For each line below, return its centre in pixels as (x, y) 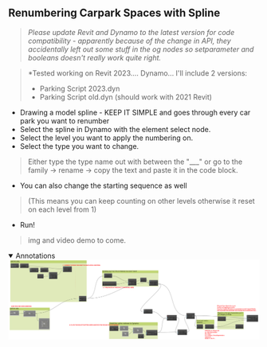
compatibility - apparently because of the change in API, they (129, 41)
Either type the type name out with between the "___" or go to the (135, 162)
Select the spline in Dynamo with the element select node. (115, 129)
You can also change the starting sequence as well (103, 185)
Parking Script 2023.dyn (80, 88)
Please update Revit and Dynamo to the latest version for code (131, 32)
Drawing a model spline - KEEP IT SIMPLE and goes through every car (135, 112)
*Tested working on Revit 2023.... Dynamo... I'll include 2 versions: (137, 73)
